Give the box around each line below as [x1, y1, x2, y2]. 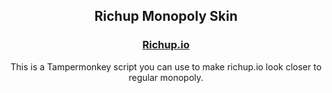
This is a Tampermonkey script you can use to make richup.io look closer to [10, 60, 322, 73]
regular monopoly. [128, 71, 204, 83]
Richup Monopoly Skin [94, 8, 238, 25]
